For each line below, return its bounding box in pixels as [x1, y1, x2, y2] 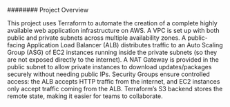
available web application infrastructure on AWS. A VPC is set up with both [7, 27, 220, 34]
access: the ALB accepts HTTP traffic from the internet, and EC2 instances [7, 78, 220, 85]
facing [7, 41, 26, 49]
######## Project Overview [7, 6, 88, 14]
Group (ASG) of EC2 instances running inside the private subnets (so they [7, 48, 218, 56]
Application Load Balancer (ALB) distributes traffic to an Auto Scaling [26, 41, 223, 49]
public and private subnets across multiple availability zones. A [7, 34, 186, 42]
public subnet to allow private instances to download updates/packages [7, 63, 212, 71]
